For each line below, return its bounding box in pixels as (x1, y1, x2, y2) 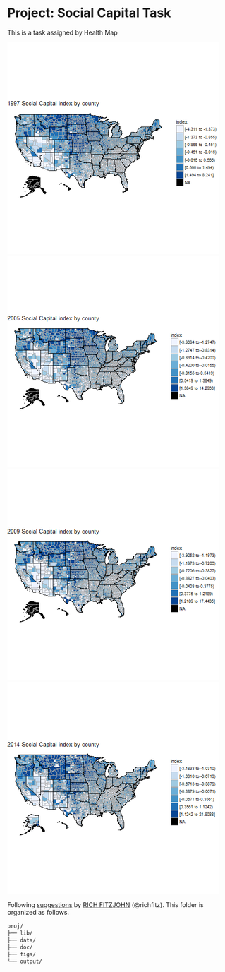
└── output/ (7, 958, 42, 965)
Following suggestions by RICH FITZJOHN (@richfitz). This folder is (7, 900, 204, 908)
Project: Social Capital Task (7, 5, 171, 21)
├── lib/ (7, 930, 33, 937)
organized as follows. (7, 908, 69, 916)
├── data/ (7, 937, 37, 944)
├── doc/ (7, 944, 33, 951)
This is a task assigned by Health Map (7, 28, 118, 37)
